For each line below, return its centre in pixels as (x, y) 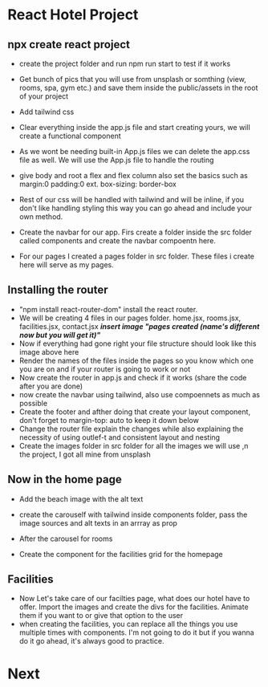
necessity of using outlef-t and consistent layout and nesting (120, 437)
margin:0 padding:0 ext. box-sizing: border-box (98, 184)
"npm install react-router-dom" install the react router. (108, 309)
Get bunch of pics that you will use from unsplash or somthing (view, (132, 79)
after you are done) (51, 386)
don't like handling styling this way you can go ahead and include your (136, 208)
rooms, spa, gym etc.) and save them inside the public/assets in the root (138, 87)
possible (33, 403)
